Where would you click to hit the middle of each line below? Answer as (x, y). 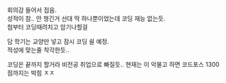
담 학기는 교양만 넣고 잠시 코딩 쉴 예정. (58, 41)
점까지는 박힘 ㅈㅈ (31, 73)
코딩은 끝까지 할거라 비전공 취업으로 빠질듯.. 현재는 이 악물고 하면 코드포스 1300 (113, 64)
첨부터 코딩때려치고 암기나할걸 (48, 27)
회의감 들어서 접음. (32, 10)
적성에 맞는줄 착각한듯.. (38, 50)
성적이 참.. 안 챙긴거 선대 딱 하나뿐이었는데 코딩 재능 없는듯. (86, 18)
